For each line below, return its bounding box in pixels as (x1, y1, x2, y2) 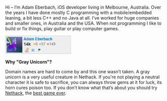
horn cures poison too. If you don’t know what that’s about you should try (5, 85, 157, 90)
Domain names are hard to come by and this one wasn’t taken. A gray (5, 69, 150, 74)
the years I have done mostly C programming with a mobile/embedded (5, 10, 152, 16)
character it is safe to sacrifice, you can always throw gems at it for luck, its (5, 79, 162, 85)
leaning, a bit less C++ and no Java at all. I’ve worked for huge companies (5, 15, 159, 21)
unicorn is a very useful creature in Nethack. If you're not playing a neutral (5, 74, 160, 80)
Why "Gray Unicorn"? (5, 59, 52, 65)
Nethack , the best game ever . (5, 90, 67, 96)
